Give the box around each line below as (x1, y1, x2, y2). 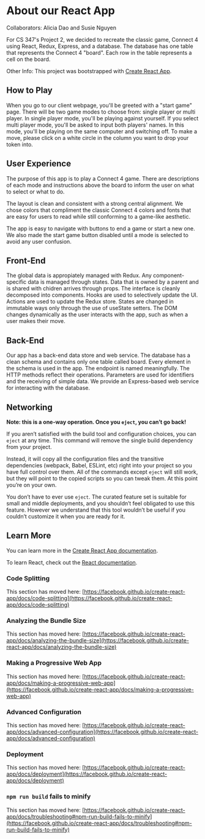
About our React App (6, 4, 115, 18)
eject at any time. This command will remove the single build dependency (6, 437, 193, 444)
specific (6, 278, 27, 286)
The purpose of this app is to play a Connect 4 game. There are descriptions (6, 174, 199, 182)
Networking (6, 402, 53, 412)
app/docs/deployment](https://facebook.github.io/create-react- (6, 770, 167, 778)
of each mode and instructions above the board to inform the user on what (6, 181, 195, 189)
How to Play (6, 85, 53, 96)
